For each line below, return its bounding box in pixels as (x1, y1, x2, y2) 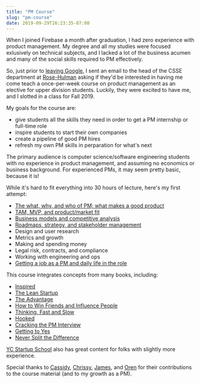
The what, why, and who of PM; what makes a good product (14, 202, 165, 209)
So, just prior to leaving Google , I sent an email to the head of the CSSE (6, 67, 183, 75)
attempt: (6, 191, 27, 198)
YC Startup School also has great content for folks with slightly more (6, 346, 176, 353)
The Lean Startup (14, 289, 58, 296)
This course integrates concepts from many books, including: (6, 271, 158, 278)
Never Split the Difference (14, 334, 79, 342)
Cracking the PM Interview (14, 321, 81, 328)
